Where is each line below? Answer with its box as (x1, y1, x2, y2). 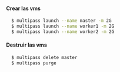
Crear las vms (6, 5, 41, 12)
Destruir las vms (6, 41, 47, 48)
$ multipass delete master (11, 55, 78, 61)
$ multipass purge (11, 60, 57, 66)
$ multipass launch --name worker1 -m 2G (11, 24, 115, 30)
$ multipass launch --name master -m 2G (11, 18, 112, 24)
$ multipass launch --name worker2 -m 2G (11, 28, 115, 35)
